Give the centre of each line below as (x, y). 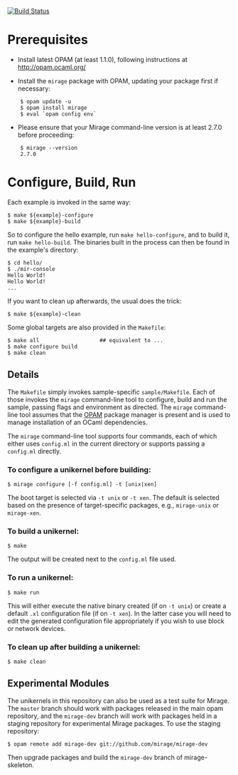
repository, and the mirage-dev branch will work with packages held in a (112, 716)
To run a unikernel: (40, 578)
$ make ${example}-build (44, 221)
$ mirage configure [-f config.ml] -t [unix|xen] (82, 484)
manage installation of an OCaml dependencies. (77, 422)
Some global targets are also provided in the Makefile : (87, 327)
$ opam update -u (46, 101)
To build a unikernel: (43, 531)
